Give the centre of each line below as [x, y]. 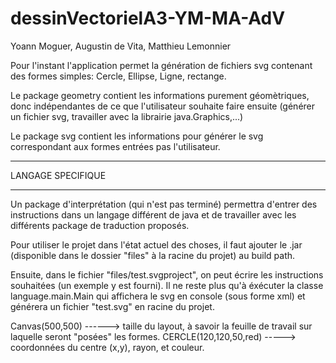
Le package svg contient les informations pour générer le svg [137, 136]
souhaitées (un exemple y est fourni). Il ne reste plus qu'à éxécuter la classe [167, 285]
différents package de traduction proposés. [100, 225]
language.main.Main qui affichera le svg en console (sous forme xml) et [158, 296]
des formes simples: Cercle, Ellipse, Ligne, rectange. [118, 76]
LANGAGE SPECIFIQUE [58, 175]
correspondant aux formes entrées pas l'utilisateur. [115, 146]
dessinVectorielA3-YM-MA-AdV [148, 18]
